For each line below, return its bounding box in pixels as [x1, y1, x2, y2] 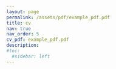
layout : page [6, 8, 39, 15]
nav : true [6, 25, 32, 32]
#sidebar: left [12, 53, 50, 59]
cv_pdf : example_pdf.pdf [6, 37, 69, 43]
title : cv [6, 20, 32, 26]
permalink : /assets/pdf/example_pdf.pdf [6, 14, 111, 20]
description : [6, 43, 39, 49]
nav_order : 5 [6, 31, 39, 37]
